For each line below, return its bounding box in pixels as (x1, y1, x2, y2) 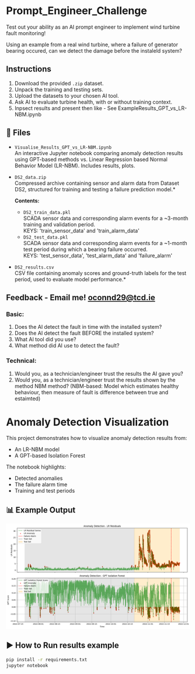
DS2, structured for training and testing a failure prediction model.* (14, 185, 176, 192)
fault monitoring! (6, 29, 46, 36)
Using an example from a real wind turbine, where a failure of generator (6, 41, 179, 48)
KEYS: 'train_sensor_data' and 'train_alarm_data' (23, 227, 140, 234)
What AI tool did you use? (14, 336, 76, 343)
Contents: (14, 197, 40, 204)
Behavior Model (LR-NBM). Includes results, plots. (14, 162, 135, 169)
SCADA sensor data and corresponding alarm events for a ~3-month (23, 215, 189, 222)
